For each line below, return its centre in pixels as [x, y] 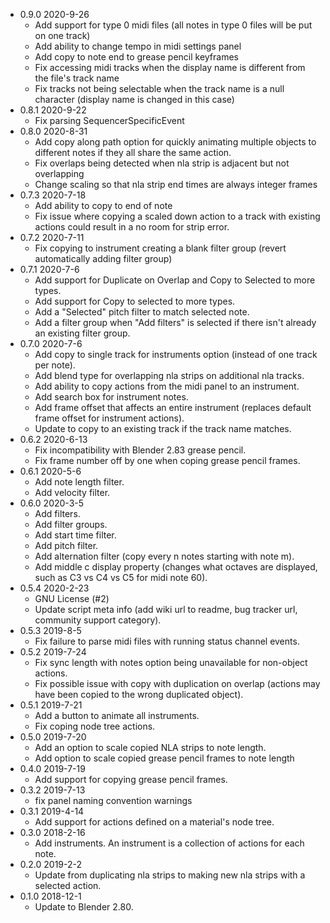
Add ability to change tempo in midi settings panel [138, 46]
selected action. [68, 885]
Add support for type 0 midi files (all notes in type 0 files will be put [173, 25]
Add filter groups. [71, 524]
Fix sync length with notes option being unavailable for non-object [171, 662]
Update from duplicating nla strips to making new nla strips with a [170, 875]
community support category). [98, 620]
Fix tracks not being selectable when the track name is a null [159, 88]
